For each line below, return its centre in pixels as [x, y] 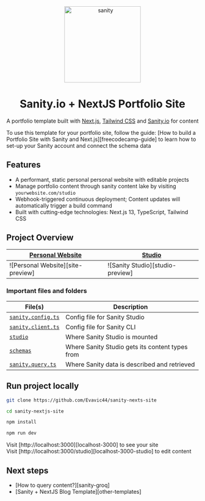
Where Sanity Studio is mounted [111, 337]
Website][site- [61, 265]
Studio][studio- [154, 265]
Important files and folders [47, 291]
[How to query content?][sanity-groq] [62, 485]
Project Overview [40, 238]
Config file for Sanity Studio [105, 317]
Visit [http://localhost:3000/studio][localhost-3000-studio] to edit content [99, 452]
